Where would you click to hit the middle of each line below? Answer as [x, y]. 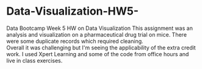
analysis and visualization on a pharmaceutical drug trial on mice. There [97, 34]
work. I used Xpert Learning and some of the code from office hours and [98, 54]
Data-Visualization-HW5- [73, 11]
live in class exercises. [34, 60]
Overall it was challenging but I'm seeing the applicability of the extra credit [101, 48]
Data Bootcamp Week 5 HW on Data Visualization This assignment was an [100, 28]
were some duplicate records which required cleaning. [75, 41]
